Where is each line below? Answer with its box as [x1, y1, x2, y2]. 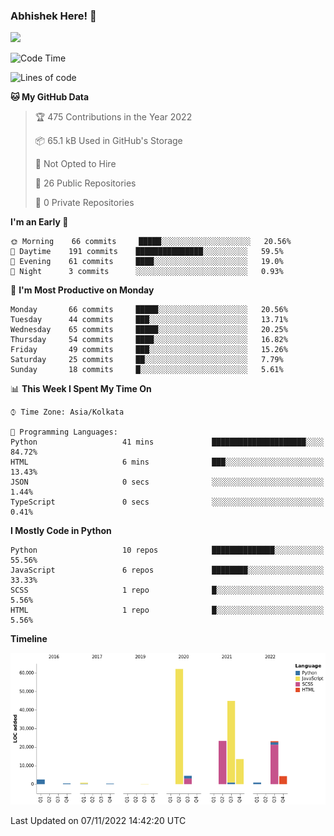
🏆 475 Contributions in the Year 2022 [34, 111, 193, 123]
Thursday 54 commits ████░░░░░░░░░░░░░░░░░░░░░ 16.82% [10, 335, 288, 345]
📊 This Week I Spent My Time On [10, 383, 152, 395]
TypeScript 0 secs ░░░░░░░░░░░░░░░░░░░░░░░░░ [10, 497, 325, 508]
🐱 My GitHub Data [10, 91, 90, 103]
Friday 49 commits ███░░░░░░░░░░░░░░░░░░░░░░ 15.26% [10, 345, 288, 355]
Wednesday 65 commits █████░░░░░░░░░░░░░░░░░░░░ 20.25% [10, 325, 288, 335]
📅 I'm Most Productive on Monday [10, 284, 155, 296]
